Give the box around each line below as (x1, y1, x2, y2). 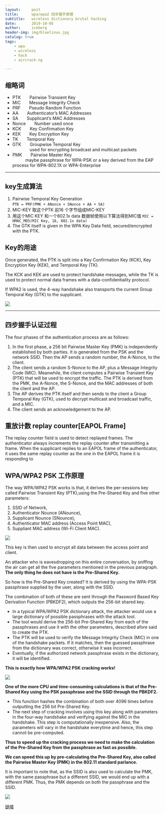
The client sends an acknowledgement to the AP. (12, 406, 112, 412)
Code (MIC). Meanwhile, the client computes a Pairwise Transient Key (12, 369, 154, 376)
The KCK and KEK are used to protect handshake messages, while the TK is (5, 271, 159, 278)
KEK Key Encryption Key (12, 131, 69, 137)
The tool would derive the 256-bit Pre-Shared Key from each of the (12, 619, 148, 625)
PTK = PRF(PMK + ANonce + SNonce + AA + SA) (12, 202, 105, 207)
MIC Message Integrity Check (12, 100, 80, 106)
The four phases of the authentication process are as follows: (5, 334, 130, 340)
